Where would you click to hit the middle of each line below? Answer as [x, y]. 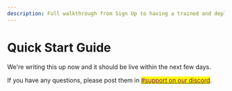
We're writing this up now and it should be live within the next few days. [109, 67]
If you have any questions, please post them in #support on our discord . [110, 80]
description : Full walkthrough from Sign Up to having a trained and [109, 13]
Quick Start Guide [59, 47]
